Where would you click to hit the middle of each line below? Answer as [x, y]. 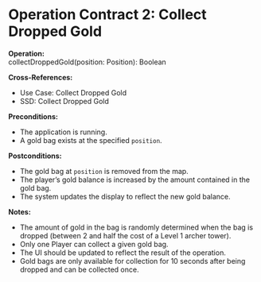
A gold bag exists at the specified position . [91, 140]
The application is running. [63, 132]
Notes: [20, 211]
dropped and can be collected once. [79, 269]
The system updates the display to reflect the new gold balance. [125, 196]
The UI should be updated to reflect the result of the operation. [123, 253]
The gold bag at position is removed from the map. [104, 171]
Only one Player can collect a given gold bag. [94, 244]
